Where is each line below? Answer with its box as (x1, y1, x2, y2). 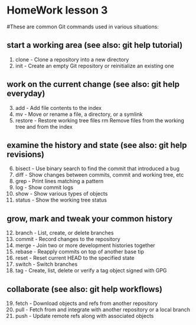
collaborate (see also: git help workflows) (6, 284, 163, 294)
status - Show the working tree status (15, 196, 107, 204)
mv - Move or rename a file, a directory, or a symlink (15, 110, 143, 118)
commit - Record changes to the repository (15, 236, 120, 243)
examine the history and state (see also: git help (6, 140, 188, 150)
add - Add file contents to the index (15, 104, 102, 111)
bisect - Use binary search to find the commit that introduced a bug (15, 165, 179, 172)
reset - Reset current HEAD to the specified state (15, 255, 135, 262)
